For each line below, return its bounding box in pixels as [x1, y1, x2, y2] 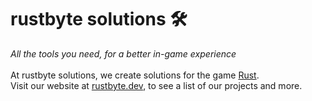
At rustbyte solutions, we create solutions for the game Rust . [10, 69, 260, 81]
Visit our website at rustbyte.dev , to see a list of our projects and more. [10, 79, 303, 91]
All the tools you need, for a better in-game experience [10, 47, 237, 60]
